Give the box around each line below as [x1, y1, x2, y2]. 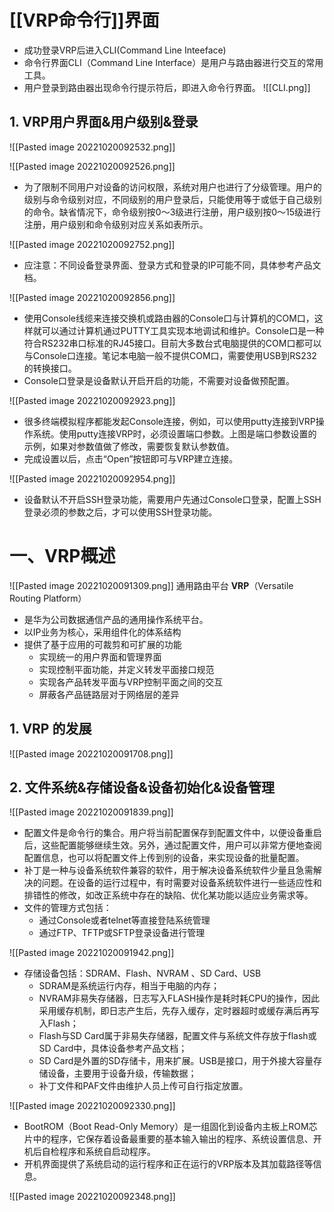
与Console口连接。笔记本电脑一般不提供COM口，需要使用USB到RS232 [23, 349, 317, 361]
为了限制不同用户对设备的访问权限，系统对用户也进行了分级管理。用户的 [23, 181, 322, 193]
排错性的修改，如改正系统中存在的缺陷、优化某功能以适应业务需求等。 [23, 889, 314, 901]
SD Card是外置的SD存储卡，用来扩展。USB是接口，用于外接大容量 [38, 1055, 314, 1067]
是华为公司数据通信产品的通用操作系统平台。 [23, 613, 209, 625]
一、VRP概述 [9, 544, 116, 567]
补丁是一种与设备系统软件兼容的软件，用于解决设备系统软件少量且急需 [23, 864, 314, 876]
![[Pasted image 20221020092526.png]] [9, 160, 176, 172]
